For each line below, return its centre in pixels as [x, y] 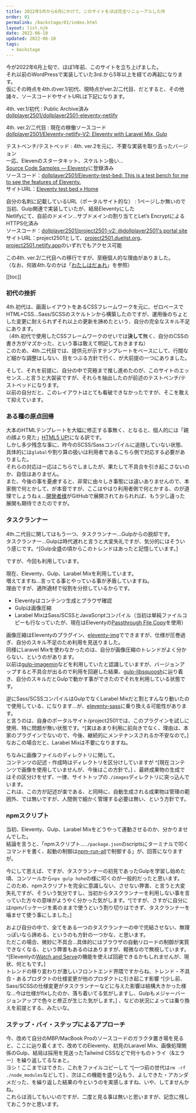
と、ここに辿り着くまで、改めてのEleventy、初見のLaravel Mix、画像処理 [94, 1046]
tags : [13, 44]
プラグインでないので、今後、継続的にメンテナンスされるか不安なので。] [102, 735]
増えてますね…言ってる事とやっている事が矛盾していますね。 [79, 581]
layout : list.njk [27, 28]
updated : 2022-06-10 [31, 39]
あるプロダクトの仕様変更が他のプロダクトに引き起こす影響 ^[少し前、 [101, 978]
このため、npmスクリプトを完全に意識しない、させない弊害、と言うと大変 [96, 885]
